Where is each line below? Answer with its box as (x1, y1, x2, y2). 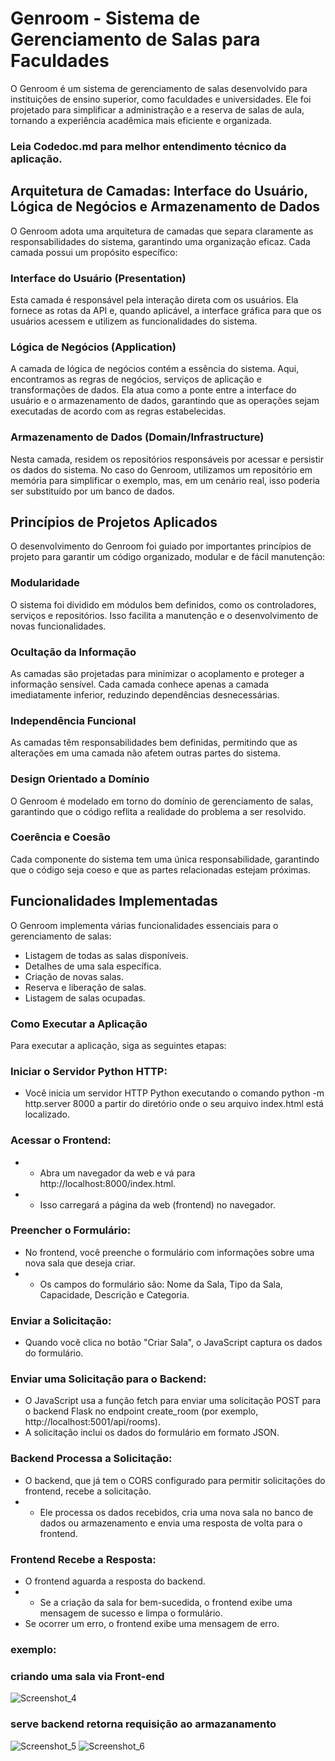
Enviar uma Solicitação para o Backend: (10, 1372, 207, 1386)
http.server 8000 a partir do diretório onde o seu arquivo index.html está (24, 1098, 324, 1110)
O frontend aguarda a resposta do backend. (24, 1575, 206, 1587)
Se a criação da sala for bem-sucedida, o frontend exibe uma (39, 1597, 293, 1609)
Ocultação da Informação (10, 645, 137, 659)
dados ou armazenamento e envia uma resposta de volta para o (39, 1517, 303, 1529)
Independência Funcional (10, 713, 137, 727)
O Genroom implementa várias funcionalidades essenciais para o (10, 919, 279, 931)
